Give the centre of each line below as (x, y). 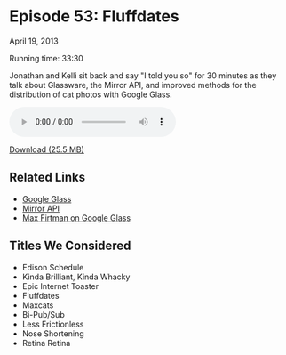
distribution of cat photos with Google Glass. (91, 94)
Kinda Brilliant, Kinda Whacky (76, 277)
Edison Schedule (53, 267)
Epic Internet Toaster (60, 286)
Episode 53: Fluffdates (94, 16)
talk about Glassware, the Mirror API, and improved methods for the (133, 85)
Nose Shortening (53, 333)
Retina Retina (46, 343)
